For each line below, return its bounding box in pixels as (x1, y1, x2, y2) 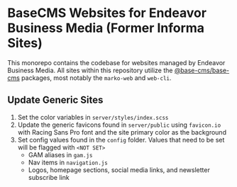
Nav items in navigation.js (28, 158, 108, 166)
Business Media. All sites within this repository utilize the (7, 66, 173, 74)
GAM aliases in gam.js (28, 150, 93, 159)
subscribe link (28, 173, 70, 181)
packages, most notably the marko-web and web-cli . (21, 73, 172, 82)
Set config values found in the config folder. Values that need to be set (17, 135, 225, 144)
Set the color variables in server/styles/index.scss (17, 113, 169, 121)
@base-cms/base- (174, 66, 229, 74)
